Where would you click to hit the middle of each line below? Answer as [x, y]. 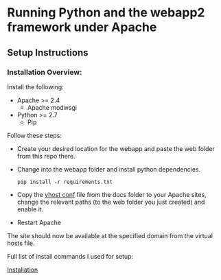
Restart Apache [39, 222]
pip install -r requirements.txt [65, 182]
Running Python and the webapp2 [106, 13]
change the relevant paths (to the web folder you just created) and [111, 202]
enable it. [30, 209]
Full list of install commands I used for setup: [70, 256]
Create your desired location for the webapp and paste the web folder [116, 148]
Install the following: [35, 86]
